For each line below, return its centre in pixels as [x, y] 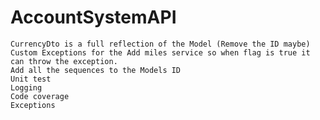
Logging [26, 87]
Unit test [31, 79]
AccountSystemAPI [93, 17]
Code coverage [40, 96]
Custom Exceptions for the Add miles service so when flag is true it [160, 52]
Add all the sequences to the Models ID [96, 70]
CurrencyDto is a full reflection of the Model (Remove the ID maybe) [160, 44]
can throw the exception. [64, 61]
